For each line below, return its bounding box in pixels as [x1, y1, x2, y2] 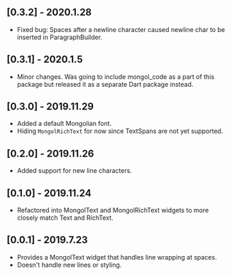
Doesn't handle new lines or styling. [16, 260, 122, 269]
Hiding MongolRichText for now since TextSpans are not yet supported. [16, 127, 223, 135]
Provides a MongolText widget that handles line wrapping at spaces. [16, 253, 217, 261]
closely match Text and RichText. [16, 213, 114, 222]
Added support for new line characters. [16, 166, 133, 175]
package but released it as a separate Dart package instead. [16, 80, 194, 88]
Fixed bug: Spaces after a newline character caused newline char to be [16, 25, 225, 33]
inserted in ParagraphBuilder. [16, 33, 103, 41]
